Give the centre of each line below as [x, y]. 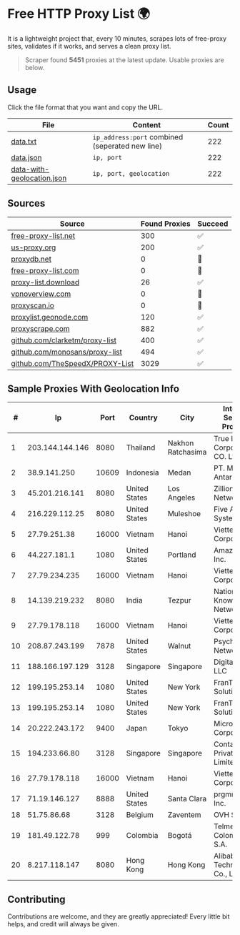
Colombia [142, 836]
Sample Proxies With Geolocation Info [94, 389]
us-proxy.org [34, 247]
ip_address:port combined [138, 137]
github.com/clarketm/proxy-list [64, 340]
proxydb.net [31, 259]
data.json [26, 157]
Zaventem [184, 815]
